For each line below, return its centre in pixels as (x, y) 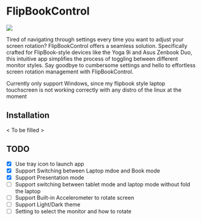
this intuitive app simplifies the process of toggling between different (92, 58)
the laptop (28, 191)
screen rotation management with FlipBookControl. (70, 72)
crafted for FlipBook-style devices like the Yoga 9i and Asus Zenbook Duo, (99, 52)
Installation (28, 116)
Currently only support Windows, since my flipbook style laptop (86, 83)
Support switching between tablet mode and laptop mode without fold (103, 184)
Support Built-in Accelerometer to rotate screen (75, 197)
